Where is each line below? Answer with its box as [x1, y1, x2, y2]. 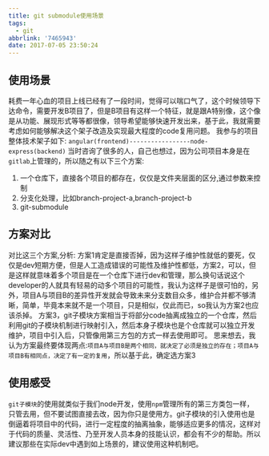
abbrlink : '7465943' [8, 34, 78, 42]
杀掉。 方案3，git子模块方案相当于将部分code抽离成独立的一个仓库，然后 [14, 310, 258, 320]
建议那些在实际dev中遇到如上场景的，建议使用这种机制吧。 [8, 438, 203, 449]
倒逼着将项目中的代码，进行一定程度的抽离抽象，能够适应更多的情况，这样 [8, 418, 254, 429]
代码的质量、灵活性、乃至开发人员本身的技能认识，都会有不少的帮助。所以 [14, 429, 261, 438]
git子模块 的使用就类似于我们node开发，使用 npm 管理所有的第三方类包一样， [8, 398, 255, 409]
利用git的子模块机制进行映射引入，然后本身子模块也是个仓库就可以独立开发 [8, 320, 255, 329]
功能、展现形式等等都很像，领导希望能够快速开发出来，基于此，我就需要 [22, 115, 261, 125]
